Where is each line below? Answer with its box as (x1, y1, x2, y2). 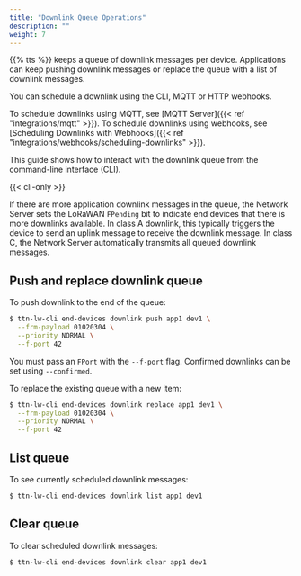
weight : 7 (9, 30, 47, 39)
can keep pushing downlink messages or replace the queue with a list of (9, 64, 278, 75)
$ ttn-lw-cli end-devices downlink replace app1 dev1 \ (9, 400, 223, 409)
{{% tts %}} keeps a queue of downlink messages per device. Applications (9, 55, 286, 66)
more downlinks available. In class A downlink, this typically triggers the (9, 218, 276, 229)
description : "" (9, 22, 70, 31)
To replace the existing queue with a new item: (9, 382, 182, 393)
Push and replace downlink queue (9, 273, 204, 288)
